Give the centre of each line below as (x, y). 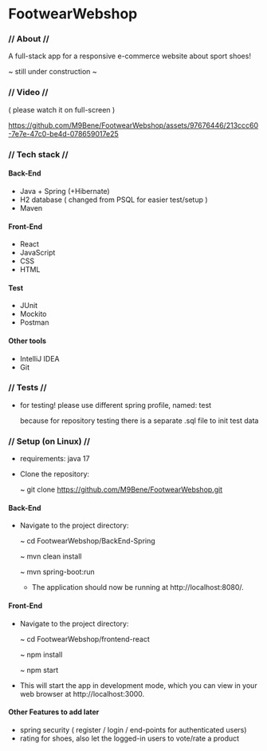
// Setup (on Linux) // (49, 441)
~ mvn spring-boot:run (57, 572)
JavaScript (37, 253)
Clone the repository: (55, 474)
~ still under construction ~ (53, 72)
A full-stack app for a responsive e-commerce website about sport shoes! (130, 56)
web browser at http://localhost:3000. (82, 694)
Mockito (33, 314)
